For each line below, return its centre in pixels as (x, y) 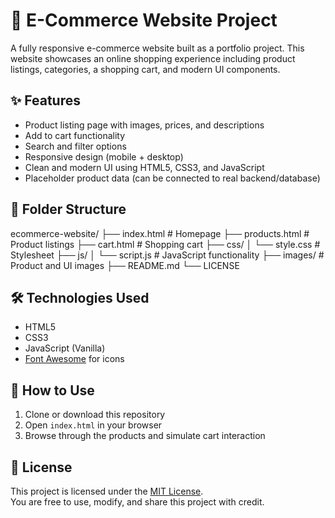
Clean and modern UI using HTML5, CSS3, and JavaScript (144, 167)
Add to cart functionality (75, 135)
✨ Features (45, 100)
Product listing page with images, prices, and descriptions (144, 125)
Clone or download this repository (95, 415)
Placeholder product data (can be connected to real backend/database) (172, 178)
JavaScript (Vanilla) (65, 348)
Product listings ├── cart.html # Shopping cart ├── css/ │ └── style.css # (165, 244)
